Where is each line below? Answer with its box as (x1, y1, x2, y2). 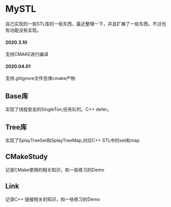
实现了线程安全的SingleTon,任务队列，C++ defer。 (5, 106, 112, 113)
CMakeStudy (5, 152, 48, 161)
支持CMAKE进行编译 (5, 51, 49, 57)
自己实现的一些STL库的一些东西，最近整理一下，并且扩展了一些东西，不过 (5, 20, 162, 27)
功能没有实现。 (9, 27, 41, 33)
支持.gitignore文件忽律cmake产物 (5, 75, 76, 81)
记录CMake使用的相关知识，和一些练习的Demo (5, 167, 105, 173)
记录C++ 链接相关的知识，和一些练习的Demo (5, 196, 100, 202)
